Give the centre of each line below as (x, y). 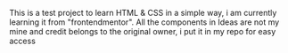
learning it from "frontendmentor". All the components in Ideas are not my (144, 22)
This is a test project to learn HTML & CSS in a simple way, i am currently (143, 13)
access (22, 41)
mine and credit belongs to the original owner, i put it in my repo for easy (143, 31)
